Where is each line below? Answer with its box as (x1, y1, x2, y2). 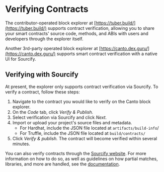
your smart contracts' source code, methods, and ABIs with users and (5, 30, 149, 36)
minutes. (12, 141, 31, 147)
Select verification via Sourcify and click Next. (12, 114, 107, 120)
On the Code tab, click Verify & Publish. (12, 109, 93, 115)
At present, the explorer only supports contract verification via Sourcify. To (5, 84, 159, 89)
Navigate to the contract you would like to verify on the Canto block (12, 98, 151, 104)
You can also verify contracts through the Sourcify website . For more (5, 150, 147, 156)
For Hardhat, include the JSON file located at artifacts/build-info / (19, 125, 159, 131)
